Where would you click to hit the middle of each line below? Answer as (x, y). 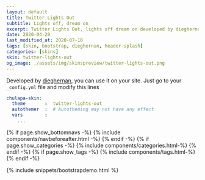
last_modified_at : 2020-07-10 (45, 40)
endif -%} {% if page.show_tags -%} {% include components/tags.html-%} (101, 152)
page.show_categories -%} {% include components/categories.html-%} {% (102, 145)
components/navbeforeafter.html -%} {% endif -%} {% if (78, 139)
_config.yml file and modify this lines (53, 87)
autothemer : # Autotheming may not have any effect (83, 110)
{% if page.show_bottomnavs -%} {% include (63, 132)
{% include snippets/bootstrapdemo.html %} (63, 170)
